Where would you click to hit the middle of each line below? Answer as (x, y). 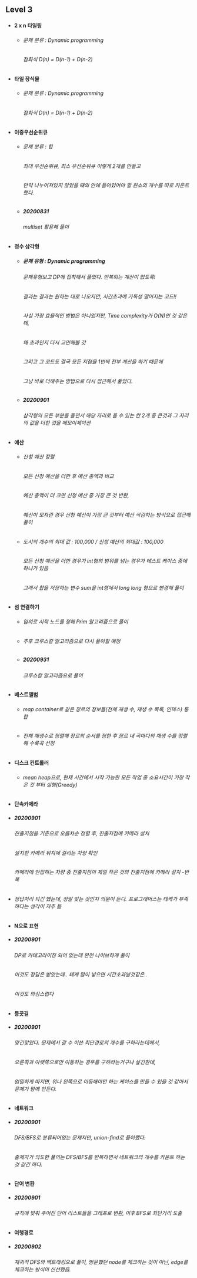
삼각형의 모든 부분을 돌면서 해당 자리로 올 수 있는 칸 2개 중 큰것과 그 (100, 415)
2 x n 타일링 (28, 25)
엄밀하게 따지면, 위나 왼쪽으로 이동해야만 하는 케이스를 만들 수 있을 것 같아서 (101, 1081)
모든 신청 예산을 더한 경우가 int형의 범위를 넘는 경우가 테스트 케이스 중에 (105, 561)
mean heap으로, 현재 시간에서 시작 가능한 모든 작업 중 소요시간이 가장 (103, 777)
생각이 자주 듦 (46, 906)
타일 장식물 (26, 78)
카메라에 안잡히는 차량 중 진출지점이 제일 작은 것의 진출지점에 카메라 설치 (97, 872)
